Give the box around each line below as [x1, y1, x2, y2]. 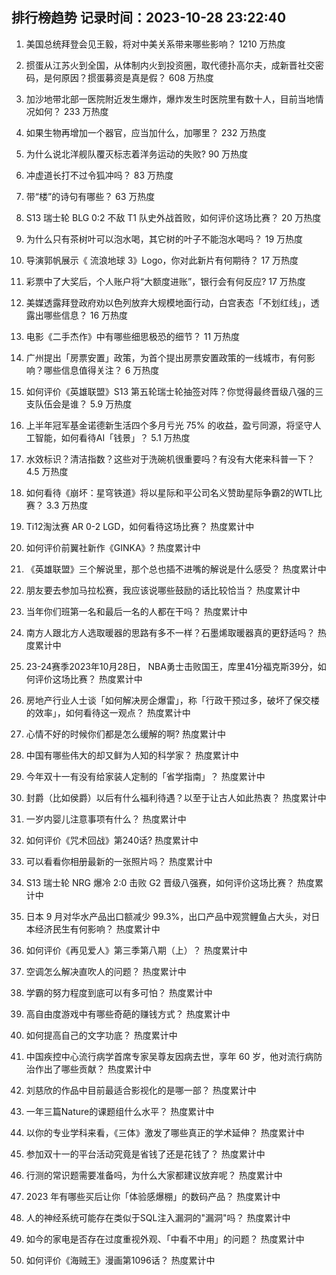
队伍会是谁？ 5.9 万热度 [34, 398, 133, 410]
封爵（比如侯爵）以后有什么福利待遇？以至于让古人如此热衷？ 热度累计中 [25, 791, 327, 803]
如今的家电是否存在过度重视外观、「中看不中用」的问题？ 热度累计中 [25, 1233, 305, 1245]
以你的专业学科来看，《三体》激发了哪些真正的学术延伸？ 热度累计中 [25, 1126, 305, 1138]
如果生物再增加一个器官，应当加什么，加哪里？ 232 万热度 [25, 126, 267, 138]
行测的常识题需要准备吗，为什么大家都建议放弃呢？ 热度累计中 [25, 1169, 283, 1181]
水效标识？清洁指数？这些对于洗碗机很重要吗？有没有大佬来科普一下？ [25, 453, 316, 465]
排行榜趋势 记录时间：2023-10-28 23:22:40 [11, 9, 287, 27]
